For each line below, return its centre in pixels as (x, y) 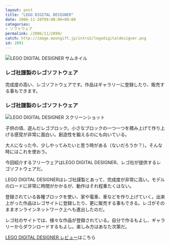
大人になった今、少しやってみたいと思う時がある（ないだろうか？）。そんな (84, 145)
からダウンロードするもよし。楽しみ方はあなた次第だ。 (72, 227)
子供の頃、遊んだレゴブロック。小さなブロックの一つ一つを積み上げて (78, 128)
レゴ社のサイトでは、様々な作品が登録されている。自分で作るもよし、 (79, 220)
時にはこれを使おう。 (27, 152)
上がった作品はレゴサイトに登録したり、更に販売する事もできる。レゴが (81, 203)
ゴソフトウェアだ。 (25, 169)
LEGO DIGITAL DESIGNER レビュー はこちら (50, 237)
